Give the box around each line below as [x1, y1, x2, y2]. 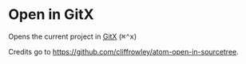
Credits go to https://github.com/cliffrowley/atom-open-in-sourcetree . [8, 47, 240, 56]
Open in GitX [8, 6, 94, 24]
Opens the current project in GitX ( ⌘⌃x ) [8, 32, 137, 41]
